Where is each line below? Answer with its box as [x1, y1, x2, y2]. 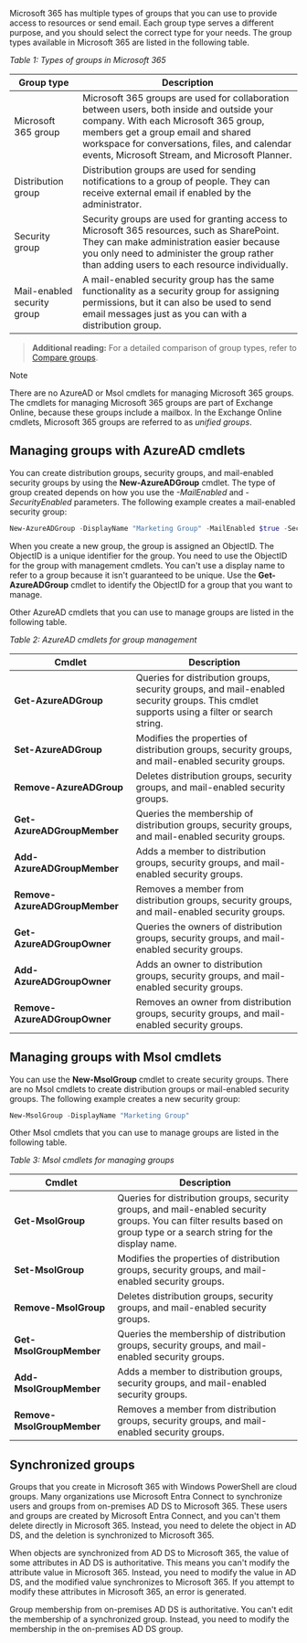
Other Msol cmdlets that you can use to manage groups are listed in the [9, 1128, 280, 1139]
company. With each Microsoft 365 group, [81, 114, 265, 127]
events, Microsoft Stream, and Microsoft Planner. [81, 149, 292, 161]
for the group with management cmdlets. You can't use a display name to [9, 559, 285, 570]
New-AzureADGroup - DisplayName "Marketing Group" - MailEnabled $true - [9, 524, 288, 533]
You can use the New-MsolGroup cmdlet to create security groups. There [9, 1074, 290, 1085]
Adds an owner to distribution [135, 958, 263, 970]
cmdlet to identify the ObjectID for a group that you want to [69, 579, 293, 590]
